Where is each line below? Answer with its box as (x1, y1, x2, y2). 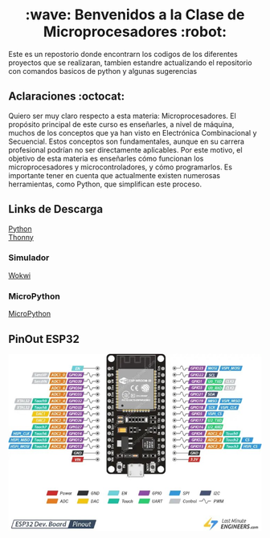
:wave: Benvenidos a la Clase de (25, 6, 245, 24)
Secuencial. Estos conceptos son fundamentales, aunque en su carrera (8, 137, 245, 146)
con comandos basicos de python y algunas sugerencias (8, 66, 198, 75)
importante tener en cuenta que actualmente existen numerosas (8, 170, 221, 180)
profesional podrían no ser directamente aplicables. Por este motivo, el (8, 145, 243, 154)
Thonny (8, 232, 34, 242)
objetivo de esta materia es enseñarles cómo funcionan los (8, 153, 204, 163)
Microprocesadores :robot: (43, 22, 227, 41)
